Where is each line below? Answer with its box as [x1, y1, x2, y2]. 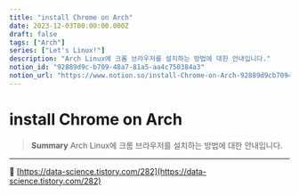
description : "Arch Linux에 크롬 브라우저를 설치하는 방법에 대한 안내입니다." [9, 54, 271, 63]
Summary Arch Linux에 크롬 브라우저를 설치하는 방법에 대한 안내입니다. [30, 140, 283, 150]
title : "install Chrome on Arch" [9, 12, 133, 22]
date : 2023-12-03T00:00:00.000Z [9, 21, 129, 30]
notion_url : [9, 71, 53, 80]
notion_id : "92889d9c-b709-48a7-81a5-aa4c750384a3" [9, 63, 205, 72]
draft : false [9, 29, 58, 38]
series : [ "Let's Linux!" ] [9, 46, 105, 55]
